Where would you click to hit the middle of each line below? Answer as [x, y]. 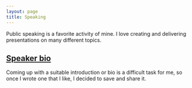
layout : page [22, 11]
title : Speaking [26, 17]
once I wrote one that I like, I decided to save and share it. [76, 79]
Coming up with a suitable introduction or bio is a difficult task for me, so [94, 72]
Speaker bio [29, 58]
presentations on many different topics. [54, 40]
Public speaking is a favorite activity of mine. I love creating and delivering [96, 33]
